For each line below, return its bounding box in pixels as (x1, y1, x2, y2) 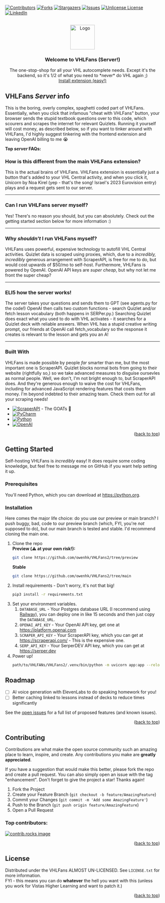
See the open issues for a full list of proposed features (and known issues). (5, 710, 157, 715)
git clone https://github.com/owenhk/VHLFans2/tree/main (12, 574, 132, 578)
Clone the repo (12, 541, 43, 546)
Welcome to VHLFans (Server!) (45, 56, 120, 63)
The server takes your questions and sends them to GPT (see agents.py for (5, 300, 158, 306)
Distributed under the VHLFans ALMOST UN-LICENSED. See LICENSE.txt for (5, 867, 160, 874)
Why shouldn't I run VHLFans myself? (5, 235, 97, 242)
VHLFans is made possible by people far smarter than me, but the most (5, 359, 150, 365)
